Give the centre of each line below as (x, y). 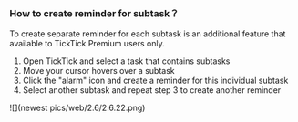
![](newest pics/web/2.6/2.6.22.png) (77, 108)
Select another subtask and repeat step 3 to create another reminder (152, 90)
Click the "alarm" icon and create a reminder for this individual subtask (155, 81)
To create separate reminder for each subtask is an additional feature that (148, 34)
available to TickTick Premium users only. (87, 44)
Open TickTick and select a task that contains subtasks (126, 61)
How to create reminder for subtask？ (94, 13)
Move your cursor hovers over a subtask (98, 71)
